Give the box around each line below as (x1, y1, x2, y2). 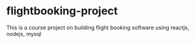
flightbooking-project (6, 4, 118, 18)
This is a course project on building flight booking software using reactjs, (6, 24, 190, 31)
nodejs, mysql (6, 30, 41, 37)
